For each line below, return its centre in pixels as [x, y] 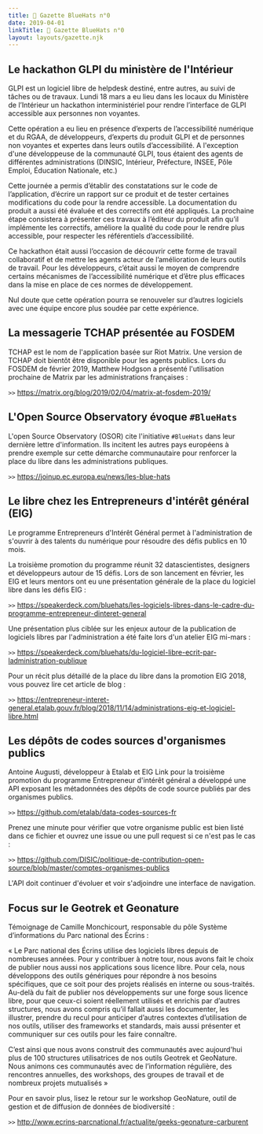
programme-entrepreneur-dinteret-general [77, 613]
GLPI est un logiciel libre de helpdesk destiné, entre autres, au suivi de [122, 88]
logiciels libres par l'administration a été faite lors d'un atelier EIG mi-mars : [130, 637]
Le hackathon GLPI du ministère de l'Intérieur [121, 69]
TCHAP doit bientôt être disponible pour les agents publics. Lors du [117, 360]
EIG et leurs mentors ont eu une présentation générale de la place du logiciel [132, 581]
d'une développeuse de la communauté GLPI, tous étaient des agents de [126, 154]
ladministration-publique [48, 660]
